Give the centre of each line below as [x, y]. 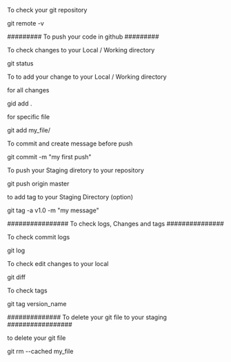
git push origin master [38, 183]
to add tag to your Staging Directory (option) [70, 197]
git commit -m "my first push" [49, 157]
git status [20, 63]
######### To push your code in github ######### [83, 37]
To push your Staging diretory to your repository [76, 170]
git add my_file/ [29, 130]
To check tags [27, 290]
